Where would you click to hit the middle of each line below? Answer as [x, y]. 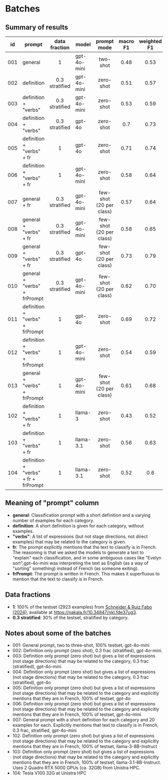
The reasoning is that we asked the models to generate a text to [78, 552]
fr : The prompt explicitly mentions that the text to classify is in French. [84, 547]
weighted [150, 41]
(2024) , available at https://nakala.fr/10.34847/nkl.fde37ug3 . [75, 612]
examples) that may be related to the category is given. [69, 541]
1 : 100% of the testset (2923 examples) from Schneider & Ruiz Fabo [82, 607]
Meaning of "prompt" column [52, 503]
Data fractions [28, 595]
